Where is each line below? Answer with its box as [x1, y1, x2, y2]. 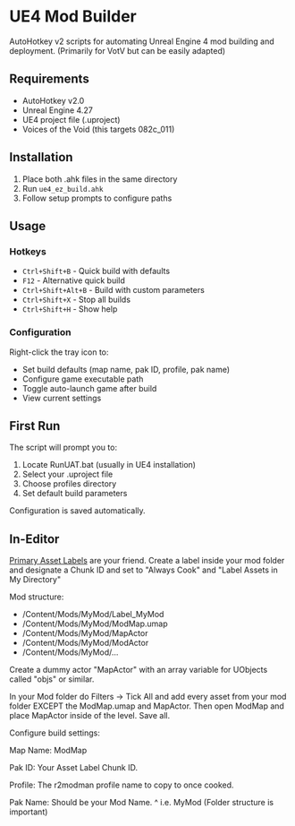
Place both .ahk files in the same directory [21, 173, 178, 185]
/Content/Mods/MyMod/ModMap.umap [21, 618, 168, 629]
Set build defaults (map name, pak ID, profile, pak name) [21, 364, 231, 374]
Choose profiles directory [21, 478, 117, 489]
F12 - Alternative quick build [21, 275, 125, 286]
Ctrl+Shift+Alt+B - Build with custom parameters [21, 285, 206, 296]
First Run [9, 418, 61, 434]
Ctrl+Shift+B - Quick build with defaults [21, 266, 171, 277]
